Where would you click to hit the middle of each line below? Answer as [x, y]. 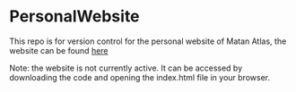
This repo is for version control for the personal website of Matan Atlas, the [148, 41]
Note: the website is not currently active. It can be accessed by [126, 68]
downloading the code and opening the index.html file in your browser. [140, 77]
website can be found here [59, 50]
